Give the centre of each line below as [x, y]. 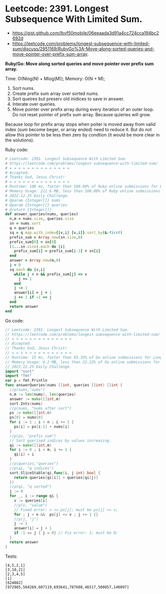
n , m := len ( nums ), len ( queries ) [43, 394]
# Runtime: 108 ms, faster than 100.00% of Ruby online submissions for [82, 187]
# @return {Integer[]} [28, 210]
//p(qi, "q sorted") [31, 487]
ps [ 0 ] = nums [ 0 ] [26, 418]
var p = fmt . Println [26, 380]
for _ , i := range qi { [34, 496]
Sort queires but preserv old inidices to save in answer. [68, 99]
